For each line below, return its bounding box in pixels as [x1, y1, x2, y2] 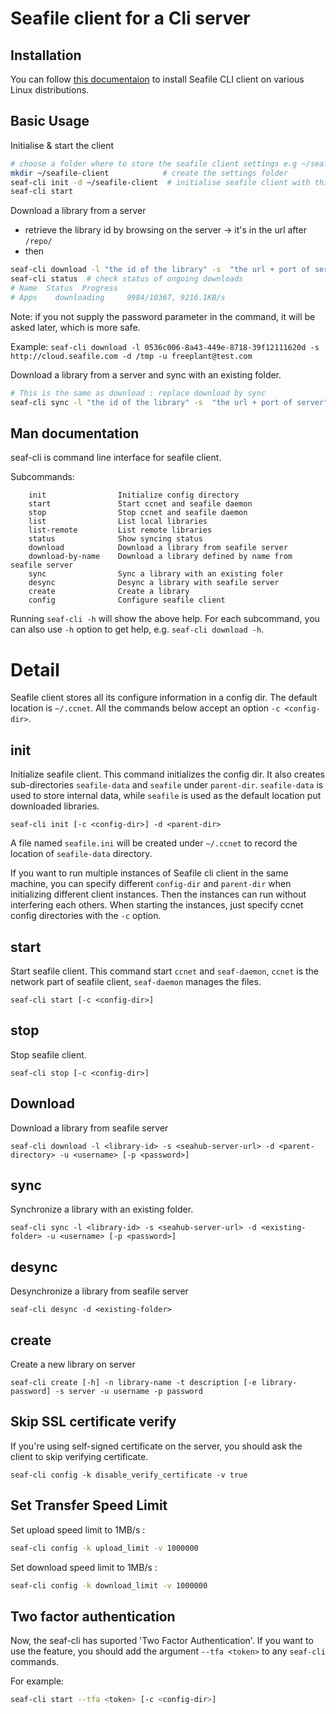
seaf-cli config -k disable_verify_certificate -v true [10, 1470, 248, 1480]
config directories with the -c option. [10, 910, 162, 922]
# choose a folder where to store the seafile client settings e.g [10, 158, 298, 169]
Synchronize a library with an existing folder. [10, 1203, 194, 1216]
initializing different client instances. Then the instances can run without [10, 888, 307, 901]
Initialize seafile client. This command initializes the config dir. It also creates [10, 768, 326, 781]
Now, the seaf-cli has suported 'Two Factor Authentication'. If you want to [10, 1635, 314, 1647]
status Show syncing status [28, 534, 203, 544]
